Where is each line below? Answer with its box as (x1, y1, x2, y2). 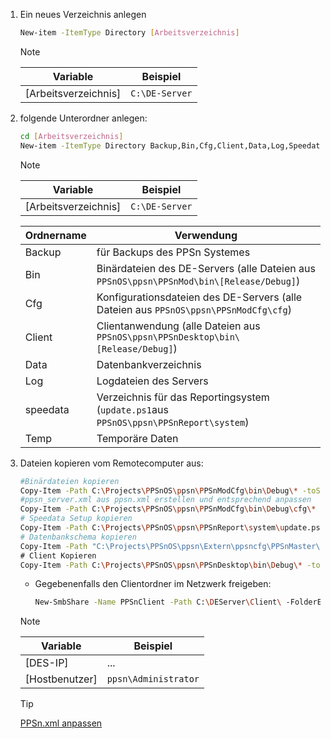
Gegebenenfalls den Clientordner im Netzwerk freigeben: (34, 578, 272, 590)
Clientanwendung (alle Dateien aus (96, 319, 261, 333)
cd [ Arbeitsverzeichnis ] (19, 131, 124, 141)
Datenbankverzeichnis (96, 357, 202, 371)
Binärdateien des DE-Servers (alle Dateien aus (96, 261, 316, 275)
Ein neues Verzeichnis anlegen (19, 9, 147, 20)
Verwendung (174, 228, 238, 242)
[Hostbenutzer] (24, 672, 98, 686)
